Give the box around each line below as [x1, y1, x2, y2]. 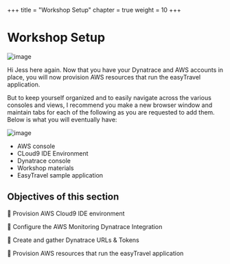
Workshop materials [16, 164, 74, 172]
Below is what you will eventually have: [7, 115, 117, 123]
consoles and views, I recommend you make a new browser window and [7, 101, 213, 109]
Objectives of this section [7, 191, 119, 203]
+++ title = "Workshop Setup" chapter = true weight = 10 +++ [7, 6, 182, 14]
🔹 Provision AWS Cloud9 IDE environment [7, 209, 125, 217]
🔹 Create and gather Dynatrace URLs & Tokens [7, 236, 139, 244]
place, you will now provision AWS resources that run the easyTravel [7, 73, 201, 81]
